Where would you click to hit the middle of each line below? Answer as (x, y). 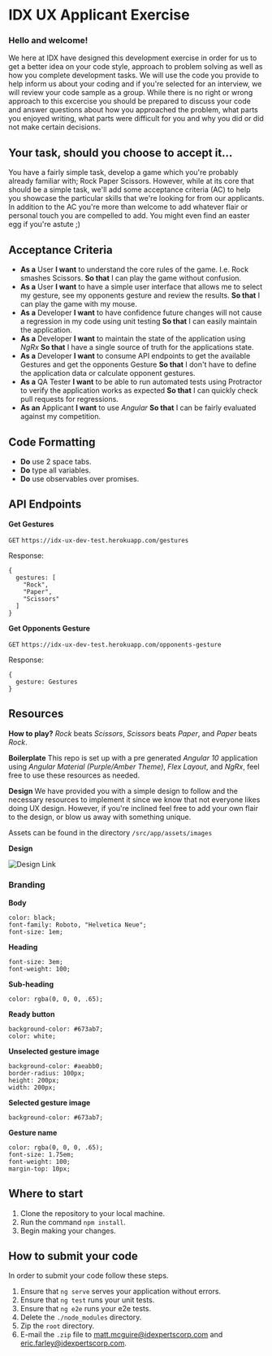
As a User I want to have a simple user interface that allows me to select (141, 287)
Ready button (32, 1014)
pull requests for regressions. (69, 399)
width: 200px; (32, 1088)
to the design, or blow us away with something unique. (100, 817)
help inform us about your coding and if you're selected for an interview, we (135, 84)
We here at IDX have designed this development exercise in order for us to (133, 58)
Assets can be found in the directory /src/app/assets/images (110, 832)
